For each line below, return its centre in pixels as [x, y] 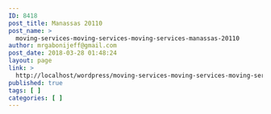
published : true [35, 83]
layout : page [30, 61]
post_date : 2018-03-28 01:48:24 [63, 53]
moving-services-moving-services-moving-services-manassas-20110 [128, 38]
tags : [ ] [25, 90]
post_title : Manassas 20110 [56, 23]
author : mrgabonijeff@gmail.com [63, 46]
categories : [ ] [35, 98]
